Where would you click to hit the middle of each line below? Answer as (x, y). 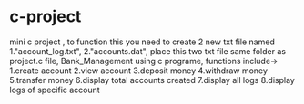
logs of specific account (55, 90)
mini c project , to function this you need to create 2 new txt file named (142, 42)
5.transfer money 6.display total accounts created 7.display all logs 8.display (152, 80)
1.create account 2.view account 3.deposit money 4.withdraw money (139, 71)
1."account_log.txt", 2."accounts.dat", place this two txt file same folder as (148, 51)
